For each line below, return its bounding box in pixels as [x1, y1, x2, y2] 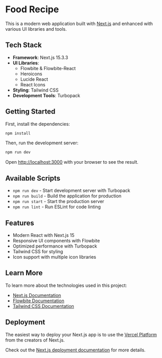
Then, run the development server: [5, 140, 79, 146]
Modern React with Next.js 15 [12, 232, 75, 238]
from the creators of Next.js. [5, 337, 65, 343]
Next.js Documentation [12, 292, 61, 298]
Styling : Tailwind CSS [12, 87, 59, 93]
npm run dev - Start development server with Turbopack [12, 188, 130, 194]
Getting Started [5, 107, 56, 116]
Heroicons [20, 71, 42, 77]
